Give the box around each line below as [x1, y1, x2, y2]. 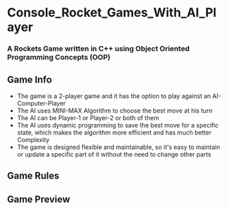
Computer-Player [16, 99, 66, 107]
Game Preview [7, 194, 71, 205]
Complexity [16, 135, 50, 143]
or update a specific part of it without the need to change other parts [16, 150, 212, 159]
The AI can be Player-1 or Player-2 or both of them [16, 113, 160, 121]
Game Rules [7, 170, 60, 182]
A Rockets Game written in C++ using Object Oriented [7, 44, 190, 54]
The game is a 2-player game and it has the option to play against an [16, 91, 211, 100]
